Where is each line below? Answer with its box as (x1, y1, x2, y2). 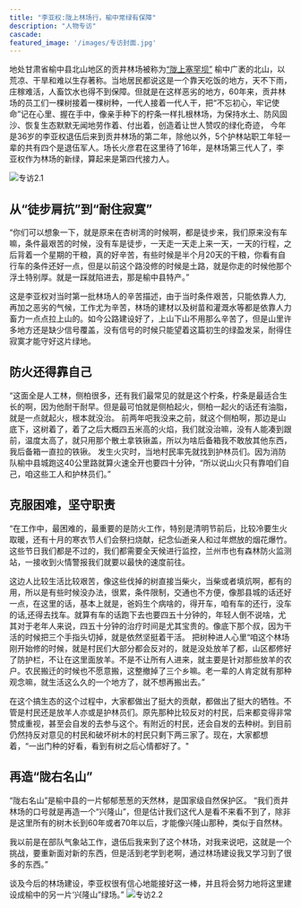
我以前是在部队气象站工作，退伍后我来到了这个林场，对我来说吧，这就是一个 (9, 836, 292, 847)
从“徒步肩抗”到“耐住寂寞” (9, 201, 153, 216)
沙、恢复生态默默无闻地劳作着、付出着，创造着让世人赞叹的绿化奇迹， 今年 (9, 120, 287, 131)
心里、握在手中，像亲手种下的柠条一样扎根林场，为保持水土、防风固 (36, 109, 288, 119)
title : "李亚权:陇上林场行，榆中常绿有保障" (9, 13, 157, 22)
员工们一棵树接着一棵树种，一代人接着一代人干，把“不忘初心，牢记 (24, 98, 272, 109)
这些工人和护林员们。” (32, 468, 112, 479)
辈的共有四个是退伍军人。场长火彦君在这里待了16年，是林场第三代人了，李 (9, 143, 285, 153)
